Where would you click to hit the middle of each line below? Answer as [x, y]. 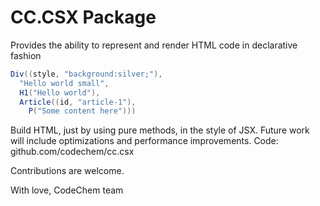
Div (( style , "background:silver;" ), [86, 74]
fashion [26, 55]
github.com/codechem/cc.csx [72, 152]
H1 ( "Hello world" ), [60, 92]
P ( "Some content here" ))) [82, 111]
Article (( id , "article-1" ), [78, 102]
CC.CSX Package [83, 17]
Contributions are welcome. [67, 171]
